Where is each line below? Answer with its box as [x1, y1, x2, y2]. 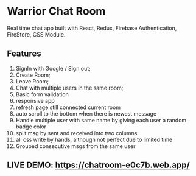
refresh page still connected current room [15, 104, 121, 111]
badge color [15, 123, 47, 130]
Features [7, 49, 41, 59]
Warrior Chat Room [7, 4, 106, 18]
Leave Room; [15, 77, 49, 85]
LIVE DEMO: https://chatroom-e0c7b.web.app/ [7, 160, 191, 171]
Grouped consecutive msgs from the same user [15, 142, 136, 150]
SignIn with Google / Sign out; [15, 65, 91, 72]
